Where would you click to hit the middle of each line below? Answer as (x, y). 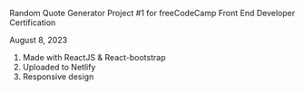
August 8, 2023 (39, 40)
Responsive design (58, 77)
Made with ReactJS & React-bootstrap (94, 57)
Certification (33, 23)
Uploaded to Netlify (59, 67)
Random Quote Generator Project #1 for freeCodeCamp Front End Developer (152, 13)
